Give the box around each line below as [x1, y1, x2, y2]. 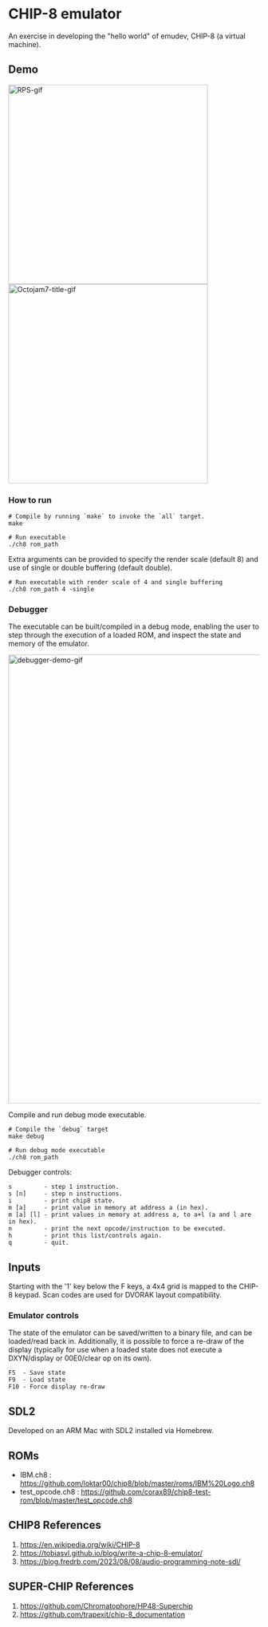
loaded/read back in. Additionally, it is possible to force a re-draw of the [8, 1337, 245, 1346]
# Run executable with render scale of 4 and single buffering [8, 579, 223, 586]
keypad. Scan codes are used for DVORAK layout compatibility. [14, 1290, 222, 1300]
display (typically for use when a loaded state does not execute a [8, 1345, 223, 1355]
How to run [8, 494, 52, 505]
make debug [8, 1132, 45, 1141]
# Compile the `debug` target [8, 1126, 109, 1134]
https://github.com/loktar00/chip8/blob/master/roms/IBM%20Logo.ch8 [19, 1479, 255, 1488]
